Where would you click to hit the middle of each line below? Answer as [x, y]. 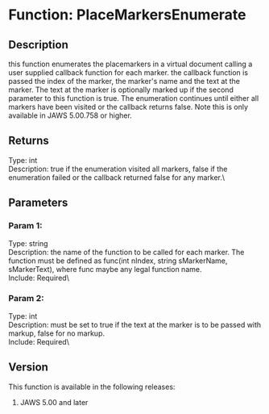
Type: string [28, 243]
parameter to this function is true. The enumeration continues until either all [134, 98]
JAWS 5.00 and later [54, 402]
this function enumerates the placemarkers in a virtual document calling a [130, 64]
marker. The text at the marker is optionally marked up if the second [121, 90]
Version [28, 368]
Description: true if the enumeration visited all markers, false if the [118, 169]
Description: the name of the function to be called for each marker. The [126, 252]
